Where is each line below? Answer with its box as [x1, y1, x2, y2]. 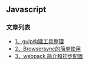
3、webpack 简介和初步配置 [14, 52, 84, 59]
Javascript [6, 5, 47, 15]
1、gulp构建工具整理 [14, 37, 64, 45]
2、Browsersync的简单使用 [14, 45, 81, 52]
